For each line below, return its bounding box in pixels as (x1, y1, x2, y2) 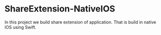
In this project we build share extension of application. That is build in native (4, 19, 156, 25)
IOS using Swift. (4, 24, 37, 30)
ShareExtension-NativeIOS (4, 3, 115, 14)
